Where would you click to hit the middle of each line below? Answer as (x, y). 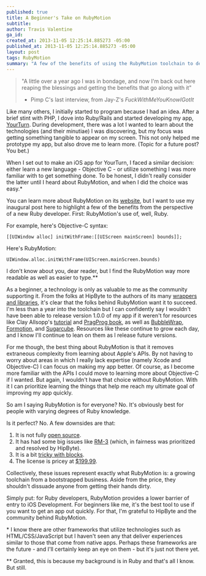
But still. (17, 567)
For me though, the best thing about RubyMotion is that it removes (90, 347)
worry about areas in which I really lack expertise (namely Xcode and (93, 360)
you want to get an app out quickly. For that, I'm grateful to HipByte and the (101, 511)
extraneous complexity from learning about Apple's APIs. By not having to (100, 353)
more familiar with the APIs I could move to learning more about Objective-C (103, 373)
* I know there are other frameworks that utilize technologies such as (93, 529)
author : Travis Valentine (39, 29)
